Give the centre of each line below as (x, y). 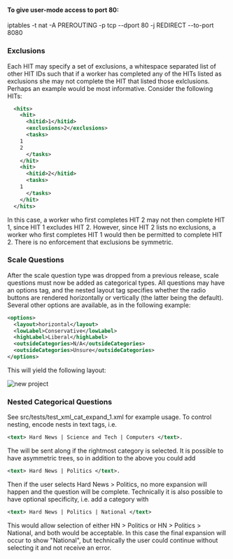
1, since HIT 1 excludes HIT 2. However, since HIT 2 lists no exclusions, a (112, 227)
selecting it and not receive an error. (59, 547)
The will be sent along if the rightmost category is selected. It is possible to (115, 451)
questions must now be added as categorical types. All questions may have (116, 283)
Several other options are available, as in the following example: (99, 305)
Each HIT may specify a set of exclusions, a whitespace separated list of (112, 66)
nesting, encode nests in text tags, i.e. (62, 425)
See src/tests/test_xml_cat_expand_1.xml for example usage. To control (110, 417)
